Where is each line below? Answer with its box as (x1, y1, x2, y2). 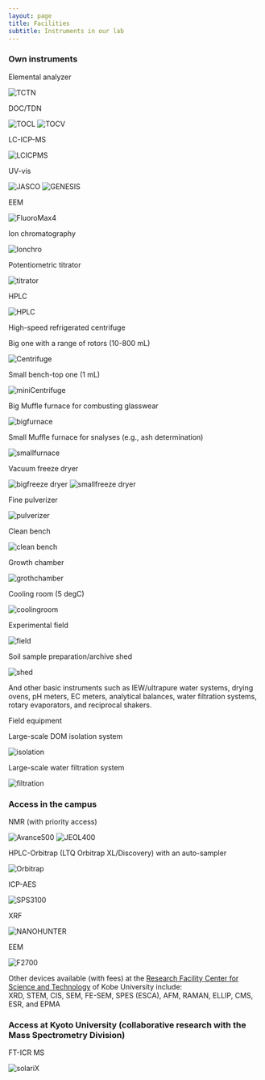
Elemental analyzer (8, 72, 72, 82)
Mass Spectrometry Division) (8, 1029, 126, 1040)
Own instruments (8, 53, 78, 65)
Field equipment (8, 715, 62, 725)
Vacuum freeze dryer (8, 463, 79, 473)
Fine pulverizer (8, 495, 58, 504)
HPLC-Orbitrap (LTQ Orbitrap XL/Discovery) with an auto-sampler (8, 848, 227, 858)
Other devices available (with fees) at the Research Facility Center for (8, 973, 239, 983)
